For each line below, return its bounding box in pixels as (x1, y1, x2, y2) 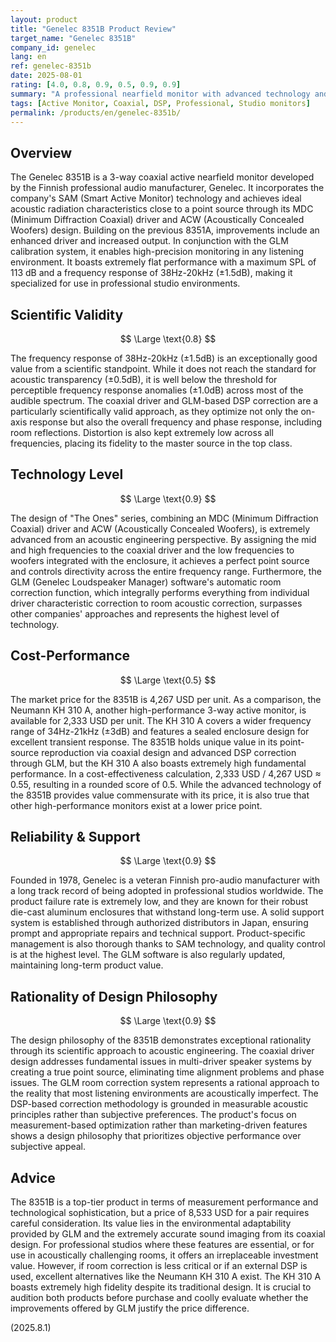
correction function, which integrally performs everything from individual (10, 586, 310, 598)
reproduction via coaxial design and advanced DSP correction (41, 746, 297, 758)
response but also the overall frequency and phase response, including (29, 416, 323, 428)
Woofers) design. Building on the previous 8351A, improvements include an (10, 224, 320, 236)
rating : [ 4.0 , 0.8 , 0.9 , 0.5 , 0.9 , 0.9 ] (10, 80, 182, 90)
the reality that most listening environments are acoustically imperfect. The (10, 1087, 319, 1100)
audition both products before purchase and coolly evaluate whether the (10, 1292, 309, 1304)
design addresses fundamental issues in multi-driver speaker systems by (10, 1056, 312, 1068)
